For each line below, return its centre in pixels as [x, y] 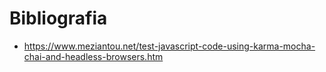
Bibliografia [58, 18]
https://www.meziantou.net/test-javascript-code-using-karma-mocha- [169, 46]
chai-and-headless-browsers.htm [93, 56]
